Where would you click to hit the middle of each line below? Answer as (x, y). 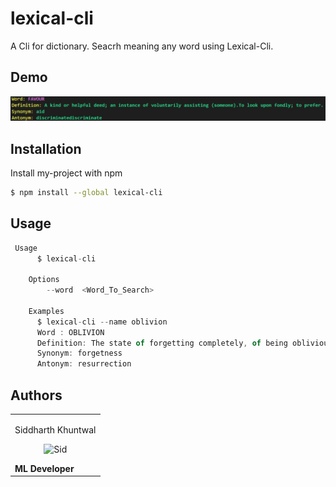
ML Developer (44, 468)
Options (44, 280)
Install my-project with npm (66, 173)
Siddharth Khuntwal (55, 429)
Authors (36, 395)
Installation (46, 148)
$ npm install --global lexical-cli (86, 192)
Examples (46, 311)
